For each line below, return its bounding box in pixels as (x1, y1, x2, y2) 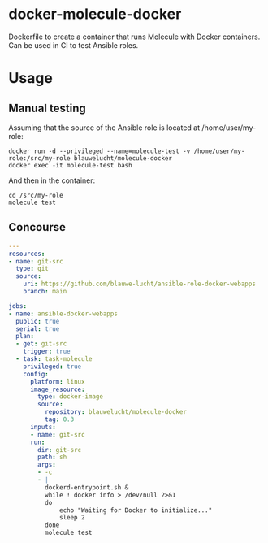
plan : (15, 332, 35, 341)
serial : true (15, 324, 60, 333)
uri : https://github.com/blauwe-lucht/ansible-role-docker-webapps (23, 280, 256, 289)
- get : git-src (15, 340, 67, 348)
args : (37, 461, 57, 469)
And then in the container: (8, 176, 96, 185)
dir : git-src (37, 445, 82, 454)
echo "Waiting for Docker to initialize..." (59, 506, 213, 515)
